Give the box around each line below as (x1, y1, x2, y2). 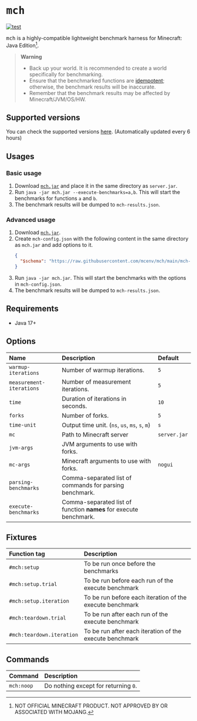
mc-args (9, 461, 30, 468)
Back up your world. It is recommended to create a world (29, 65, 167, 72)
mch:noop (9, 682, 33, 689)
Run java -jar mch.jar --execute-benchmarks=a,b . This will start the (14, 189, 181, 196)
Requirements (6, 304, 59, 314)
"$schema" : (20, 258, 47, 265)
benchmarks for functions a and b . (14, 195, 98, 202)
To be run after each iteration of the (84, 627, 182, 635)
